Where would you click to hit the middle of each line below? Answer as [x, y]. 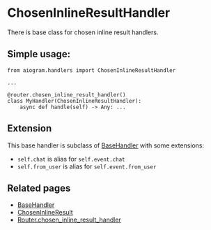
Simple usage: [39, 54]
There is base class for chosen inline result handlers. [83, 32]
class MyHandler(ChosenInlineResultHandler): [74, 101]
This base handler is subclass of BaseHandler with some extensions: [106, 145]
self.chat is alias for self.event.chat [71, 159]
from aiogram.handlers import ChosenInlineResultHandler [92, 70]
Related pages [39, 188]
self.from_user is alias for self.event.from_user [87, 166]
